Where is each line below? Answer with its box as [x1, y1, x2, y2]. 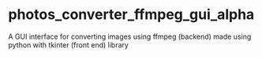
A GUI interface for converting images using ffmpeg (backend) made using [8, 32, 252, 41]
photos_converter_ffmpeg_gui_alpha [8, 6, 255, 24]
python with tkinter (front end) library [8, 40, 129, 49]
